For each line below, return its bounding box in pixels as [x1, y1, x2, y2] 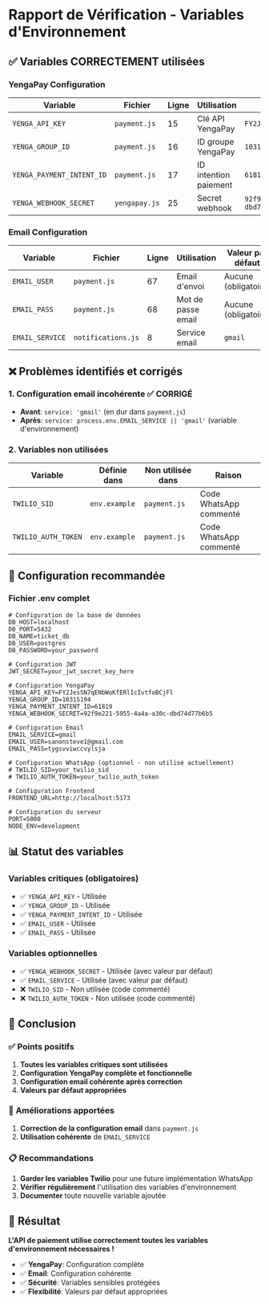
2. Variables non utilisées [8, 444, 109, 455]
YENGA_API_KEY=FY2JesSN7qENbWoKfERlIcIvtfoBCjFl [8, 689, 174, 697]
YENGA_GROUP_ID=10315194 [8, 695, 91, 704]
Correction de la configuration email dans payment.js [19, 1123, 199, 1133]
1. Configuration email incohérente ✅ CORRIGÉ [8, 388, 193, 399]
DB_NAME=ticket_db [8, 632, 70, 640]
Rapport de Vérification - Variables [8, 6, 245, 24]
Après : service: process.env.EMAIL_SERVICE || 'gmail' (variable [19, 415, 238, 425]
